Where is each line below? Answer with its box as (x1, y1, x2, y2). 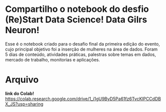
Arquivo (5, 74, 39, 85)
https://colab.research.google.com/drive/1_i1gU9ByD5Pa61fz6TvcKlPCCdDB (5, 96, 161, 102)
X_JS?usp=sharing (5, 101, 44, 107)
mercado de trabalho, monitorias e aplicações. (5, 56, 100, 62)
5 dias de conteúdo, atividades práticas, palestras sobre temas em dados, (5, 51, 156, 57)
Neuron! (5, 25, 40, 36)
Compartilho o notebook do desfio (5, 3, 149, 15)
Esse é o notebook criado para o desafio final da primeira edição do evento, (5, 41, 160, 47)
